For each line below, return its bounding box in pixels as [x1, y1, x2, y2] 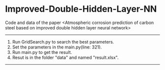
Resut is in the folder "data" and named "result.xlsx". [12, 54, 119, 60]
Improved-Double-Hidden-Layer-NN [5, 3, 157, 15]
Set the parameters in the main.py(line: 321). [12, 44, 102, 50]
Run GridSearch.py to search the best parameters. [12, 39, 114, 45]
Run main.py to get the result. [12, 49, 72, 55]
